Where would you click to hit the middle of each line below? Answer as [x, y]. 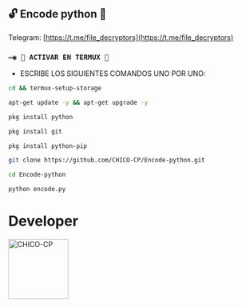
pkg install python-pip [48, 146]
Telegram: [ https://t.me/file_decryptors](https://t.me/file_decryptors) [121, 37]
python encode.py [37, 189]
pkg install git [35, 131]
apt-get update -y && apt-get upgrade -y [78, 102]
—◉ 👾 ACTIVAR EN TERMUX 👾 [59, 57]
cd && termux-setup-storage [55, 88]
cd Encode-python [37, 175]
